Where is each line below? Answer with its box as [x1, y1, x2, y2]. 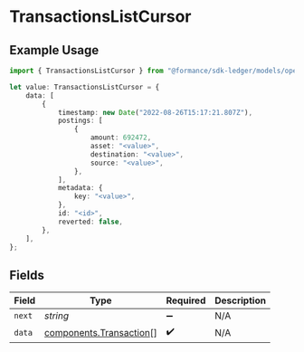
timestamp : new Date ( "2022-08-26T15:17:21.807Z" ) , [57, 108, 253, 117]
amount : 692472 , [90, 133, 152, 142]
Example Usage [9, 43, 100, 58]
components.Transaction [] [43, 326, 157, 338]
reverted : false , [57, 217, 124, 226]
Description [214, 294, 267, 307]
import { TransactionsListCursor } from [9, 66, 165, 75]
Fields [9, 267, 45, 282]
